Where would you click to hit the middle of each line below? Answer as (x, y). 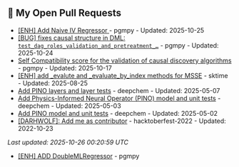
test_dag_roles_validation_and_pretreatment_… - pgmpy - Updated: (118, 45)
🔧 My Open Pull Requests (65, 13)
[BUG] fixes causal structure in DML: (72, 38)
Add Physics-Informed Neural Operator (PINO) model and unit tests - (119, 98)
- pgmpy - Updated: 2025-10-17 (65, 68)
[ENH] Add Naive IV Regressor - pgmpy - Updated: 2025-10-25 (111, 30)
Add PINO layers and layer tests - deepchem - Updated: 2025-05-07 (119, 90)
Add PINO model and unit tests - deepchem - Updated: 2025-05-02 (118, 113)
